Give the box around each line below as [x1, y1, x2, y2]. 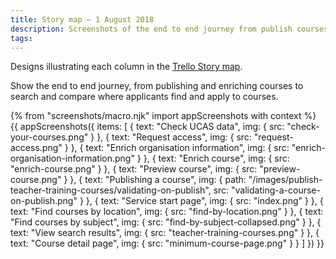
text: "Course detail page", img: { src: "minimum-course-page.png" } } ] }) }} [10, 237, 325, 250]
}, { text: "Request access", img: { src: [96, 131, 252, 143]
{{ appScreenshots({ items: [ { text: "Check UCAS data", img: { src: [10, 121, 285, 133]
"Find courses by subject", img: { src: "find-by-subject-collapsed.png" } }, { [10, 216, 322, 228]
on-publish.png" [10, 195, 78, 207]
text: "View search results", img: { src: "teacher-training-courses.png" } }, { [10, 227, 320, 239]
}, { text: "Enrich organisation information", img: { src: [70, 142, 290, 154]
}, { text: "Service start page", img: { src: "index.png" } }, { [85, 195, 324, 207]
